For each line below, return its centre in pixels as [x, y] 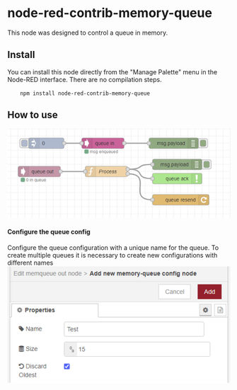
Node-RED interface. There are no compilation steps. [85, 79]
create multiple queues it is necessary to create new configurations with [112, 255]
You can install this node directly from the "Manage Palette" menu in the [112, 71]
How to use [33, 115]
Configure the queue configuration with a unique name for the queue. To [113, 247]
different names [30, 263]
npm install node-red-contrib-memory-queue [85, 93]
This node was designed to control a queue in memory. [88, 33]
